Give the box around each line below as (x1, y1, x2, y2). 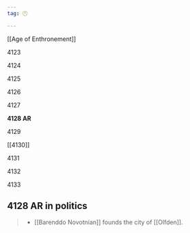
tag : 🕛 (7, 10, 28, 17)
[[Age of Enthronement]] (7, 35, 77, 43)
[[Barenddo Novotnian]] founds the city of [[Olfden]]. (33, 218, 183, 226)
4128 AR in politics (7, 200, 87, 212)
